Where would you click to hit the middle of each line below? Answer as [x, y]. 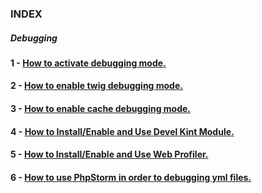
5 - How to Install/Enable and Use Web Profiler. [109, 154]
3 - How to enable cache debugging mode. [101, 109]
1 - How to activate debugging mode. [88, 63]
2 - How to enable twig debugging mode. [96, 86]
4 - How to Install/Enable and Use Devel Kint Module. [122, 131]
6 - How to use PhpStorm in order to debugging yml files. [131, 177]
